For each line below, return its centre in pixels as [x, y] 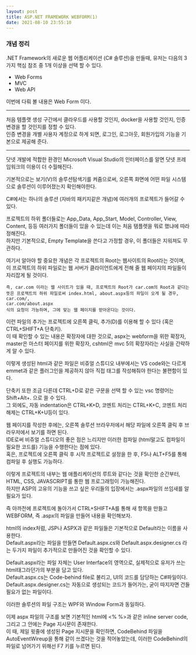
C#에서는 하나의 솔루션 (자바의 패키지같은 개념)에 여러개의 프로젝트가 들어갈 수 [95, 199]
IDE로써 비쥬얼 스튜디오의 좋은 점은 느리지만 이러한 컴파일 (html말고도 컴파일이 [96, 439]
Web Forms [28, 77]
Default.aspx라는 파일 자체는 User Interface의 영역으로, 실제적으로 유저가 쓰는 [96, 562]
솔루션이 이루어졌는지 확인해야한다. [57, 186]
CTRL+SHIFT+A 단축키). [34, 329]
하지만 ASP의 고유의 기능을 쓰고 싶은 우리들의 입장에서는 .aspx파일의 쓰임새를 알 [98, 488]
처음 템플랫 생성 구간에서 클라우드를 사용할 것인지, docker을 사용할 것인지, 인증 [96, 119]
